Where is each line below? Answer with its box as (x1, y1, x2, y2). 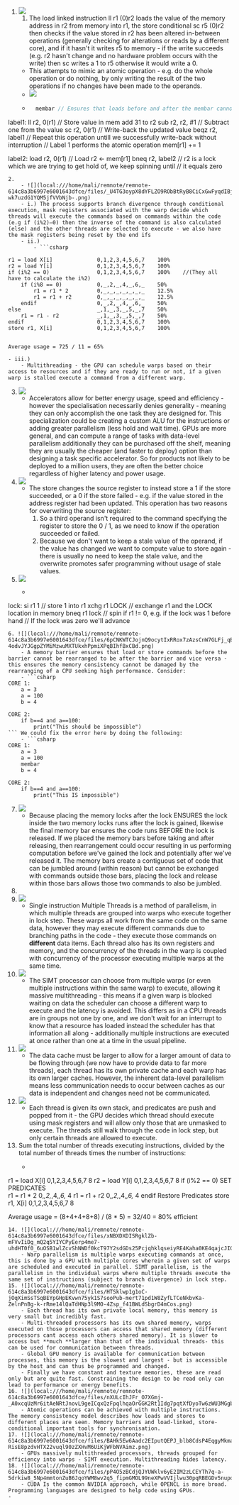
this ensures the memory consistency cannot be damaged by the (8, 661, 199, 668)
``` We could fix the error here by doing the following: (8, 729, 183, 737)
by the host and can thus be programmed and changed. (8, 1362, 171, 1369)
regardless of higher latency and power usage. (28, 469, 166, 478)
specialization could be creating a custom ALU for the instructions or (28, 416, 230, 425)
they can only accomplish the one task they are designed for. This (28, 409, 222, 417)
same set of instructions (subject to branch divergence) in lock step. (8, 1276, 228, 1283)
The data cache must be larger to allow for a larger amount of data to (28, 1051, 231, 1059)
